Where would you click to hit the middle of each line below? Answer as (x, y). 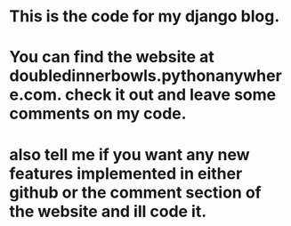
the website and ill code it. (108, 211)
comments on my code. (98, 114)
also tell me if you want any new (130, 154)
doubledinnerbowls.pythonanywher (145, 76)
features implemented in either (126, 173)
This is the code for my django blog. (145, 16)
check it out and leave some (171, 95)
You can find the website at (112, 57)
